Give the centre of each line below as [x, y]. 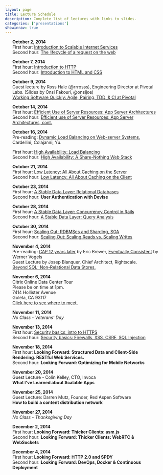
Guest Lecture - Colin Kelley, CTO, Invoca [54, 377]
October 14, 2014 [30, 107]
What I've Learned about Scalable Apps [53, 383]
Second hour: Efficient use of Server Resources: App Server [73, 117]
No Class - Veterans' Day [38, 317]
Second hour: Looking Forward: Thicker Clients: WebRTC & [73, 437]
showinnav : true [22, 28]
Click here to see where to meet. [45, 303]
